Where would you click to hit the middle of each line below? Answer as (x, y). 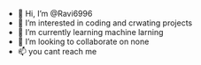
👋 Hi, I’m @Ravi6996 (55, 14)
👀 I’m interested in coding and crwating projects (105, 23)
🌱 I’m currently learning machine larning (90, 32)
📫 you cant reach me (57, 51)
